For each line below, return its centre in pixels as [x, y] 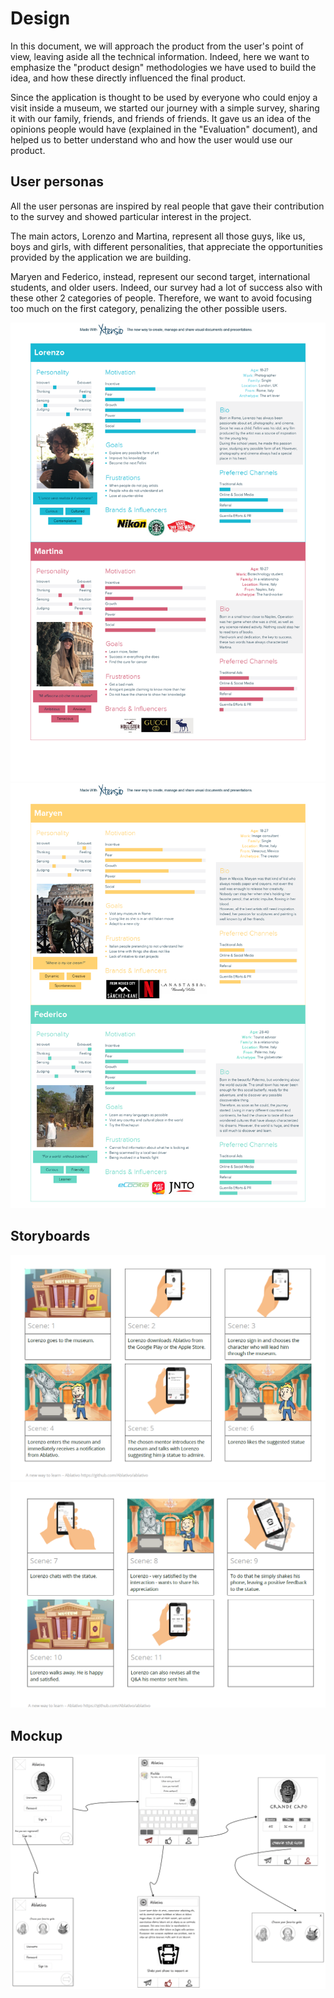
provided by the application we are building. [101, 257]
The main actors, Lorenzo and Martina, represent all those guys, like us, [158, 236]
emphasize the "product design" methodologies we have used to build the [163, 67]
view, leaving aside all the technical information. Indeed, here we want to [160, 56]
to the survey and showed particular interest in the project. [131, 216]
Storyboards [50, 1236]
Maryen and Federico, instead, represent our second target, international [160, 276]
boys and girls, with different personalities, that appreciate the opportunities [166, 246]
